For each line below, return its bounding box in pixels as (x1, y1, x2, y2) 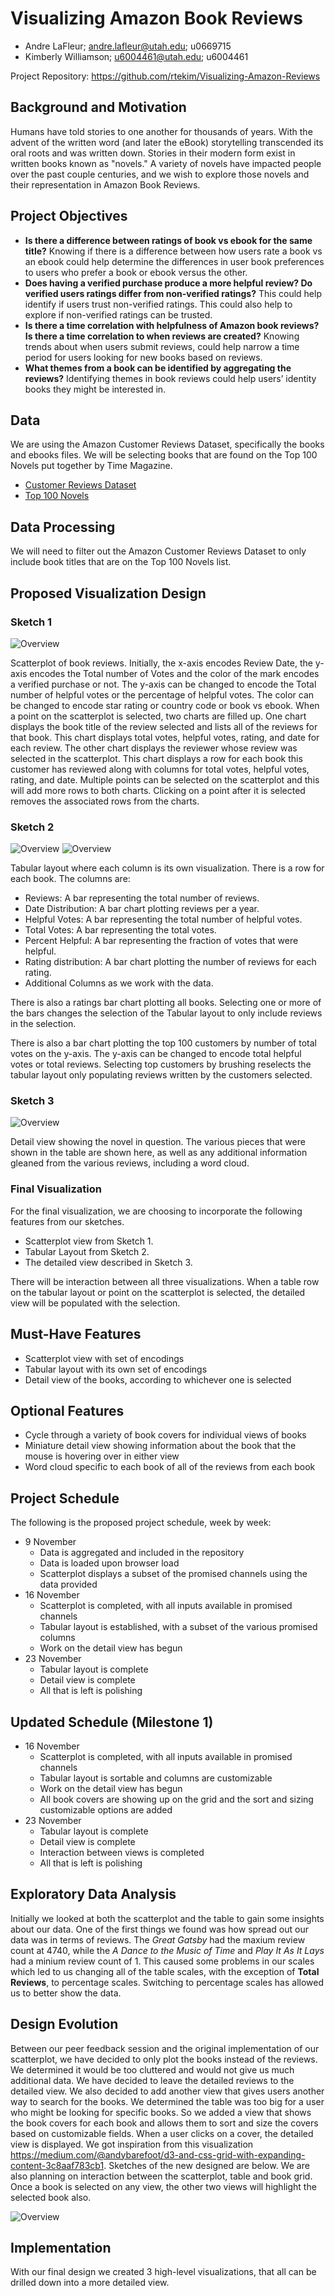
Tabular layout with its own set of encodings (24, 1363, 208, 1375)
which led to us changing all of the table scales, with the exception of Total (10, 1965, 320, 1977)
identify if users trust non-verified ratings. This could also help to (24, 298, 293, 310)
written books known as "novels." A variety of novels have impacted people (10, 157, 322, 169)
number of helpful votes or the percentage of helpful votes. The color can (10, 688, 315, 701)
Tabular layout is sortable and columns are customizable (39, 1772, 273, 1784)
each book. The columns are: (10, 873, 131, 885)
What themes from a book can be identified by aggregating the (24, 362, 292, 374)
